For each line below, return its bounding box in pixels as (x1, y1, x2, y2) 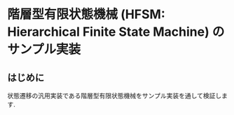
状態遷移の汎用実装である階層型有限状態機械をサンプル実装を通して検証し (7, 92, 222, 100)
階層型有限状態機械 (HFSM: (7, 6, 166, 22)
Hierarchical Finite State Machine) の (7, 24, 225, 40)
